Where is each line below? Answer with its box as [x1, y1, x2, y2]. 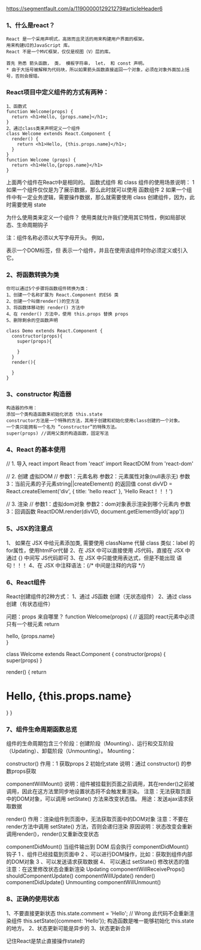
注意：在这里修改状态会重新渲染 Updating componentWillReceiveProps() [6, 866, 185, 873]
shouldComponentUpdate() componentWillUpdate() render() [6, 872, 156, 879]
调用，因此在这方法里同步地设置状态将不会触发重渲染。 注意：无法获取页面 [6, 788, 191, 795]
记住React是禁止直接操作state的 [6, 937, 86, 945]
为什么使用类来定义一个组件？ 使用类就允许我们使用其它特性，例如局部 [6, 214, 181, 221]
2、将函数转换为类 [6, 271, 60, 279]
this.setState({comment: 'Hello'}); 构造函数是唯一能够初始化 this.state [23, 917, 194, 924]
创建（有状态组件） [6, 600, 54, 608]
